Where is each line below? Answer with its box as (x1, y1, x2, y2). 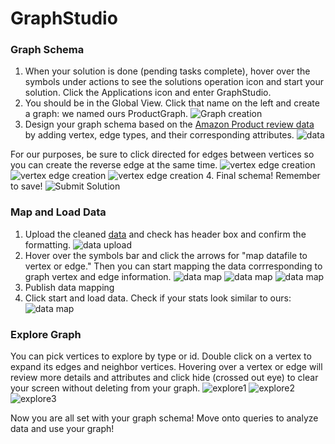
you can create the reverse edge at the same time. (10, 159, 218, 171)
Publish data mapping (24, 281, 115, 293)
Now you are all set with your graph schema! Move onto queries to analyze (10, 412, 319, 424)
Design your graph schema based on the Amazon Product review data (24, 118, 315, 131)
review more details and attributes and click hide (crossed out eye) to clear (10, 372, 319, 384)
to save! (10, 180, 43, 192)
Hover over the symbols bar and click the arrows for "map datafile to (24, 249, 308, 261)
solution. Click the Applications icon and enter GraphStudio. (24, 87, 272, 99)
